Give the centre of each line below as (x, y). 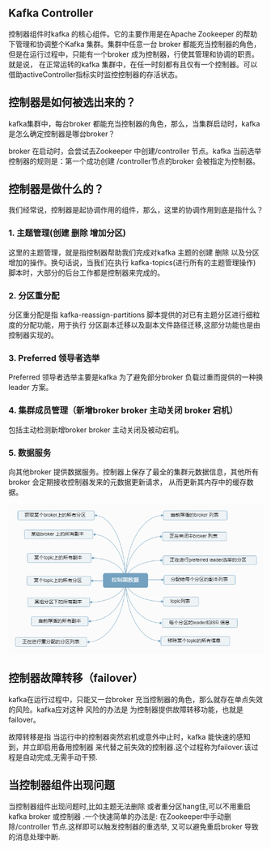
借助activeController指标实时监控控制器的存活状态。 (95, 74)
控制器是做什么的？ (56, 189)
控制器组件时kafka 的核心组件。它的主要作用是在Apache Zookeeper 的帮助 (133, 34)
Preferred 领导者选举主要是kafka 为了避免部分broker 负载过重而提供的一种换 (136, 377)
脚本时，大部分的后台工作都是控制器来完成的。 (86, 272)
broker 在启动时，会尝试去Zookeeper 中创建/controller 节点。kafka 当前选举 (135, 151)
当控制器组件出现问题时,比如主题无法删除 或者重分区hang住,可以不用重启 (129, 806)
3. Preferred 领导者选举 (54, 358)
